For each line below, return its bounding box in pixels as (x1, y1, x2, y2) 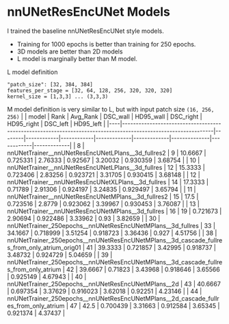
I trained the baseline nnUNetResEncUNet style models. (7, 27, 164, 35)
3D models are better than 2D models (16, 47, 123, 55)
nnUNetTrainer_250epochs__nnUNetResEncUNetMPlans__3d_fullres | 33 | (7, 221, 215, 229)
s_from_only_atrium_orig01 (7, 243, 81, 251)
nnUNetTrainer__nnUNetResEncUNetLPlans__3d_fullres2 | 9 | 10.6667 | (7, 149, 206, 157)
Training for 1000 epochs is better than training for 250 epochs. (16, 40, 196, 48)
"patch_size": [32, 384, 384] (7, 81, 94, 88)
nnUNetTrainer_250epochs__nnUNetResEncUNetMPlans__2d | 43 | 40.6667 (7, 279, 221, 288)
